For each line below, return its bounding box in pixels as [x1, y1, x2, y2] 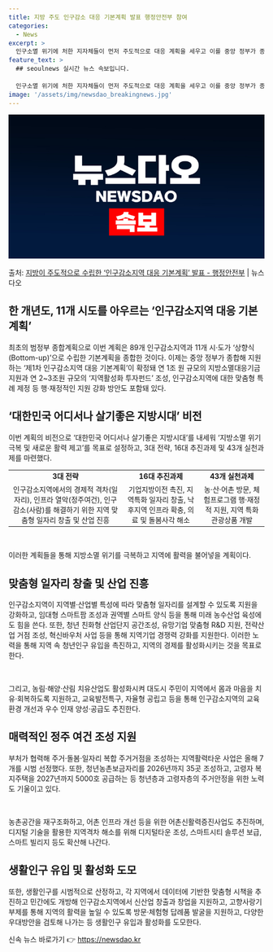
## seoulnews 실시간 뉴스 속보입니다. [15, 65, 130, 73]
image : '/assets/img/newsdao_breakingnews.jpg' [8, 90, 173, 99]
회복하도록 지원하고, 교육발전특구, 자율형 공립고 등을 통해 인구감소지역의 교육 [16, 693, 260, 704]
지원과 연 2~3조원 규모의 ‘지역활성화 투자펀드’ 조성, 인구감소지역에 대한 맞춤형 [8, 373, 256, 383]
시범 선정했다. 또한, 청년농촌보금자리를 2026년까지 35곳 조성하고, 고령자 [23, 763, 253, 773]
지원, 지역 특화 [213, 505, 259, 515]
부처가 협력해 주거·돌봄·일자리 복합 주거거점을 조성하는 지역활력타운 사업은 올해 [8, 753, 258, 763]
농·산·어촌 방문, [204, 485, 252, 494]
